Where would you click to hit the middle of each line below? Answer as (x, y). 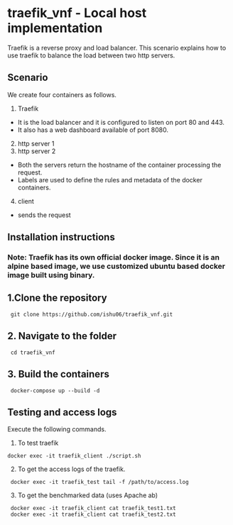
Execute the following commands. (57, 429)
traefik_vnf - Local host (77, 13)
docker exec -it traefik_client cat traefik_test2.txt (93, 515)
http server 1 (36, 143)
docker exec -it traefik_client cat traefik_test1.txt (93, 509)
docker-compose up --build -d (55, 391)
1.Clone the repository (58, 298)
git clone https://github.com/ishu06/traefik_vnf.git (92, 314)
